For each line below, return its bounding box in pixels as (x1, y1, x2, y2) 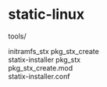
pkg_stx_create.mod (8, 63, 73, 72)
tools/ (8, 31, 27, 41)
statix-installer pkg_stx (8, 55, 80, 64)
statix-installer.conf (8, 71, 70, 81)
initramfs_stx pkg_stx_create (8, 46, 99, 56)
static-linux (8, 5, 85, 24)
